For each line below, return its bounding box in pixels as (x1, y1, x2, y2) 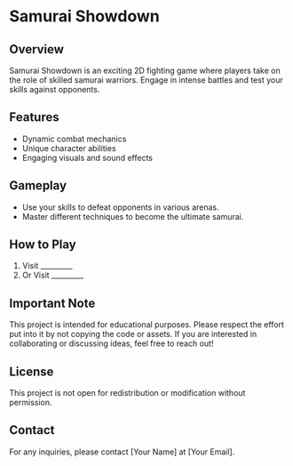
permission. (9, 398, 52, 408)
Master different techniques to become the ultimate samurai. (21, 211, 244, 221)
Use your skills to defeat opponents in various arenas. (21, 202, 219, 213)
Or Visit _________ (21, 269, 84, 281)
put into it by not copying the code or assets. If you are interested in (9, 329, 257, 340)
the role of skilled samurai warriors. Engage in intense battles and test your (9, 75, 283, 85)
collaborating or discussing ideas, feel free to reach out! (9, 338, 214, 349)
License (9, 364, 54, 379)
